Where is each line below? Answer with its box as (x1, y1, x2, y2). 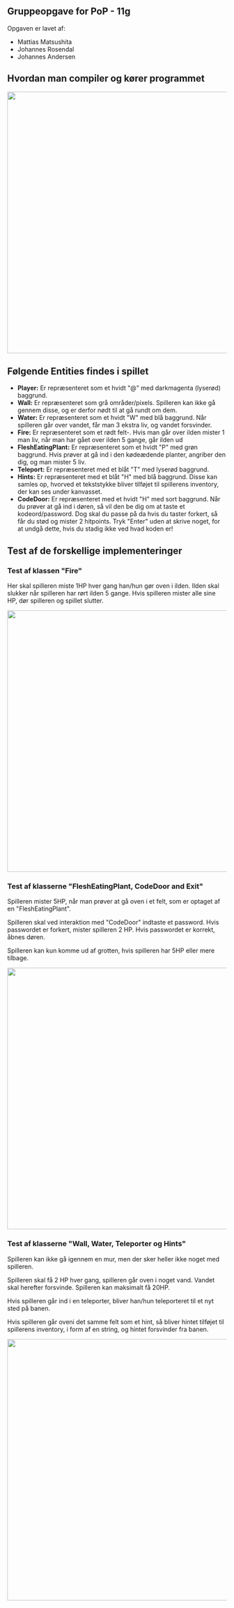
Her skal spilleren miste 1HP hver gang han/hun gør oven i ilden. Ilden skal (7, 582, 219, 590)
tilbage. (7, 954, 29, 962)
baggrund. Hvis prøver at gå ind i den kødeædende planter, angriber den (17, 450, 226, 459)
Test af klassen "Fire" (7, 566, 82, 575)
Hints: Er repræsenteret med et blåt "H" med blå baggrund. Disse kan (17, 473, 218, 481)
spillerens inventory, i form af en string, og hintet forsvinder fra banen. (7, 1325, 209, 1333)
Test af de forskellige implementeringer (7, 545, 182, 556)
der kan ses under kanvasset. (17, 487, 102, 496)
